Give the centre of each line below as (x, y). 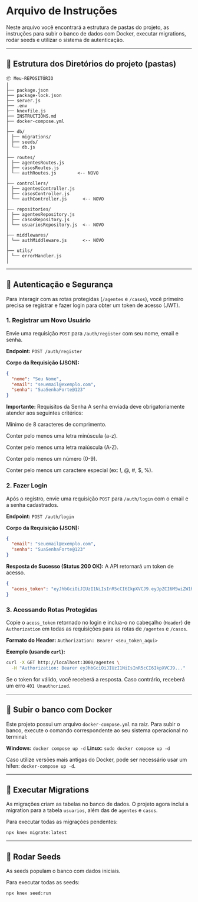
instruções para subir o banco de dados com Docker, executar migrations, (96, 33)
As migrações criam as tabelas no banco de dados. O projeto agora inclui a (97, 804)
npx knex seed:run (29, 893)
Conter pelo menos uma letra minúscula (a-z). (62, 436)
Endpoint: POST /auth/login (40, 516)
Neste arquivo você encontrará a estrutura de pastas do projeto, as (88, 27)
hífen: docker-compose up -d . (41, 766)
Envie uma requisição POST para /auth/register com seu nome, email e (92, 333)
